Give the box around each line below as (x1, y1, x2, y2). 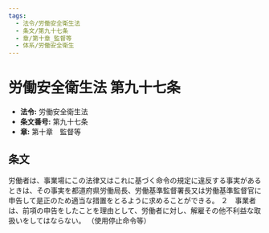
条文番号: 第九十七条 (19, 117, 88, 127)
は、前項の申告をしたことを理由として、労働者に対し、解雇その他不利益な (8, 206, 255, 215)
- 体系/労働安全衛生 (15, 42, 75, 50)
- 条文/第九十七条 (15, 27, 69, 35)
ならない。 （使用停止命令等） (50, 215, 151, 225)
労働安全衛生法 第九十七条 (8, 79, 181, 97)
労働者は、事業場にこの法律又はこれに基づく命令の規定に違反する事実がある (8, 175, 262, 185)
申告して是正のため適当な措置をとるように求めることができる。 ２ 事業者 (8, 195, 257, 205)
